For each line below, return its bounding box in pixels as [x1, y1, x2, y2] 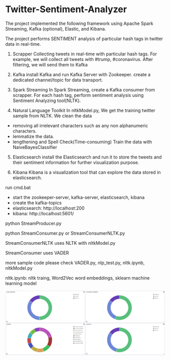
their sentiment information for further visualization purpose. [12, 159, 140, 166]
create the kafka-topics [12, 200, 62, 206]
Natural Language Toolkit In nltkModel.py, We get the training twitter [12, 107, 156, 113]
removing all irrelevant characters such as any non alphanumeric [12, 122, 148, 128]
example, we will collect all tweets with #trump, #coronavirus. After [12, 56, 153, 62]
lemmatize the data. [12, 133, 54, 139]
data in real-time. [5, 41, 41, 47]
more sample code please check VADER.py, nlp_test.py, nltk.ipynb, [5, 259, 145, 266]
